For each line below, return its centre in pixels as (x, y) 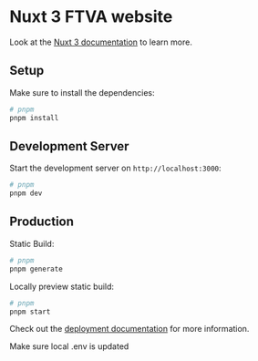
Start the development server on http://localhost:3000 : (115, 168)
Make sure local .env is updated (69, 346)
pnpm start (30, 312)
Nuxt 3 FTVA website (91, 17)
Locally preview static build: (62, 286)
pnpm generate (36, 269)
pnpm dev (26, 193)
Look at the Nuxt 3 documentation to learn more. (101, 42)
